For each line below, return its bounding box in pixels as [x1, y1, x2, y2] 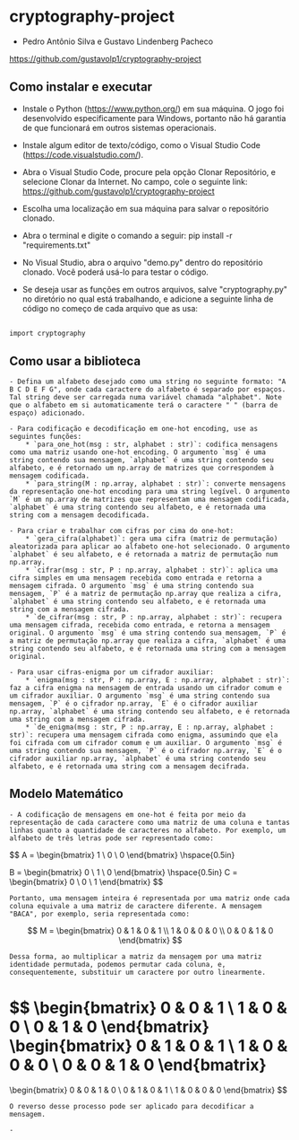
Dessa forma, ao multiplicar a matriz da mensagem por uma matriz [9, 951, 262, 961]
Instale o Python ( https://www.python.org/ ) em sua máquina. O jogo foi [21, 103, 285, 114]
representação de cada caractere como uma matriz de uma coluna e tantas [9, 818, 291, 827]
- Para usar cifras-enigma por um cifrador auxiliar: [9, 667, 215, 677]
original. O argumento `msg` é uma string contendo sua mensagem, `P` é [9, 628, 286, 637]
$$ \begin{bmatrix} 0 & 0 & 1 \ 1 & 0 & [9, 997, 288, 1018]
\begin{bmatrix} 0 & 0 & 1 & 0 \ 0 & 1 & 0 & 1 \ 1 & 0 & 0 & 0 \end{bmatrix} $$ [9, 1084, 288, 1095]
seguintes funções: [9, 432, 82, 441]
